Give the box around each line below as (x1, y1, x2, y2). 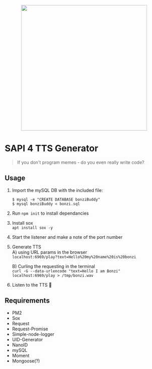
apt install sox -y (12, 225, 53, 230)
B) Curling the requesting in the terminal (12, 263, 95, 269)
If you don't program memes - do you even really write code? (17, 159, 144, 165)
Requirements (5, 297, 50, 305)
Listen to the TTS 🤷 (12, 282, 52, 288)
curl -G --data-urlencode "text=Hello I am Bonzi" (12, 268, 121, 273)
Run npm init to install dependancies (12, 210, 89, 216)
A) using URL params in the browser (12, 249, 88, 255)
